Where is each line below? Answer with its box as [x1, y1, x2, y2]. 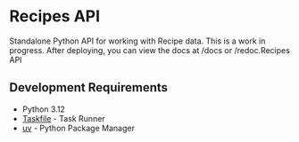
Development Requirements [9, 80, 168, 95]
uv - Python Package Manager [21, 122, 136, 133]
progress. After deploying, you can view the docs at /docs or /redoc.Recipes [9, 44, 290, 55]
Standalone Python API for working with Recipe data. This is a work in [9, 35, 266, 46]
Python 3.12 [21, 104, 65, 114]
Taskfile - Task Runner [21, 113, 105, 123]
